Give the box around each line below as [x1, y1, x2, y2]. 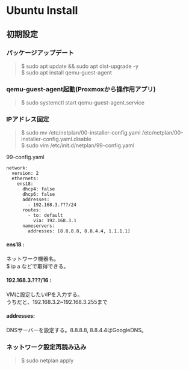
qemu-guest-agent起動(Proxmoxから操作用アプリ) [6, 85, 156, 93]
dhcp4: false [22, 186, 55, 192]
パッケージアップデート [6, 49, 74, 57]
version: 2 [11, 171, 39, 177]
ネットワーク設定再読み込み [6, 343, 87, 351]
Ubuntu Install [6, 4, 78, 17]
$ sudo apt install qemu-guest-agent [20, 68, 113, 76]
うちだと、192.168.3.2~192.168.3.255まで [6, 298, 108, 305]
